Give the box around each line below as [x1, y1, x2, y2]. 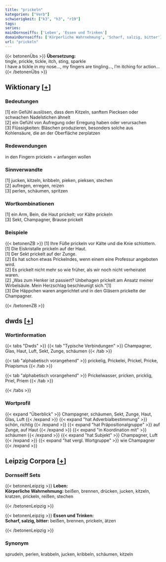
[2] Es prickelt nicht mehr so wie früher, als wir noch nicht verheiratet [5, 267, 146, 273]
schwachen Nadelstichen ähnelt [5, 114, 71, 120]
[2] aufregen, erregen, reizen [5, 183, 64, 188]
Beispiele [5, 229, 28, 236]
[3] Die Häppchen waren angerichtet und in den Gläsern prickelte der [5, 287, 146, 293]
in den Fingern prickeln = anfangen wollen [5, 154, 91, 160]
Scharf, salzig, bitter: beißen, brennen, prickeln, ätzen [5, 518, 116, 524]
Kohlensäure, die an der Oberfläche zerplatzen [5, 130, 100, 136]
